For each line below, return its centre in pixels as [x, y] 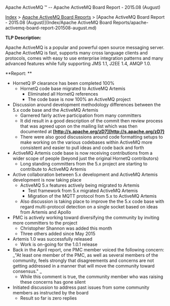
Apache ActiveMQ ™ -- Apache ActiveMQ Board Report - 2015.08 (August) [83, 7]
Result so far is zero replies [48, 298]
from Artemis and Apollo [46, 212]
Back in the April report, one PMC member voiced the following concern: [88, 250]
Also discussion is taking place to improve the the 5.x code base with [92, 201]
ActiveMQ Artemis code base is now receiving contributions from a [82, 153]
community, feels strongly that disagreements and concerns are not [83, 260]
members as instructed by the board [50, 293]
